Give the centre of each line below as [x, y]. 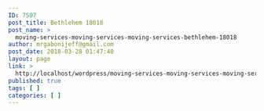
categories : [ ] [35, 95]
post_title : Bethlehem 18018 [56, 23]
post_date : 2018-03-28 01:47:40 [61, 52]
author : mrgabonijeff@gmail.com [61, 45]
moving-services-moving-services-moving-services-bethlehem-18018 [126, 37]
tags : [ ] [24, 88]
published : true [35, 81]
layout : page [29, 59]
